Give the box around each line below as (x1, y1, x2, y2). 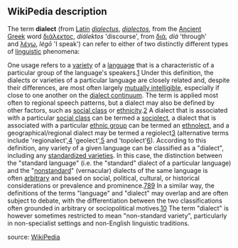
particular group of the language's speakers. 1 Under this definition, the (7, 68, 214, 77)
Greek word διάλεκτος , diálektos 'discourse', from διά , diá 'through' (7, 32, 207, 40)
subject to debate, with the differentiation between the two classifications (7, 196, 222, 205)
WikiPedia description (7, 6, 108, 18)
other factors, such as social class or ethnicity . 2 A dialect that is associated (7, 106, 228, 114)
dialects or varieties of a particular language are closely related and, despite (7, 76, 230, 84)
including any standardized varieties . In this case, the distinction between (7, 151, 222, 159)
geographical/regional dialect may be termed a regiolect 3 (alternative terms (7, 128, 229, 137)
